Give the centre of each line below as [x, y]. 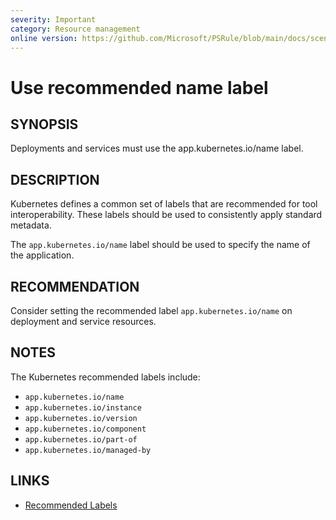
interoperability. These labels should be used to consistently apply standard [166, 215]
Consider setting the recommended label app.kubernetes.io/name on [151, 310]
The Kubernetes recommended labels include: [105, 377]
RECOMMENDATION [75, 286]
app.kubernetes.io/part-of [81, 439]
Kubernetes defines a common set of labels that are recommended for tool [164, 204]
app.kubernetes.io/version [81, 418]
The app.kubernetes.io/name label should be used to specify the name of [160, 245]
